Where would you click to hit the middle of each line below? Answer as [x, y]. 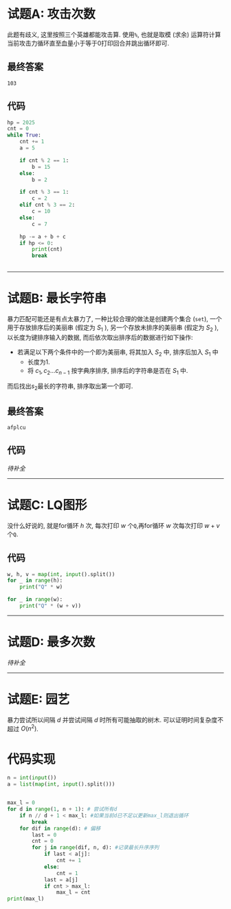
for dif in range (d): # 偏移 [60, 828]
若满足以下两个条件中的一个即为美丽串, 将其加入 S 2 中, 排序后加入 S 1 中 [118, 353]
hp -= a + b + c [43, 236]
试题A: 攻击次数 [51, 14]
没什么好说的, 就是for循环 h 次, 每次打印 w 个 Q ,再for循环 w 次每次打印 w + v [113, 525]
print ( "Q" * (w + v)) [50, 606]
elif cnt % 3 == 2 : [47, 205]
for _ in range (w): [35, 600]
